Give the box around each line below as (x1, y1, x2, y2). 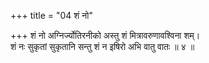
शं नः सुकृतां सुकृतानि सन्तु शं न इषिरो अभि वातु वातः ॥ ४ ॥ (10, 41, 195, 52)
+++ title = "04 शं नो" (10, 10, 93, 21)
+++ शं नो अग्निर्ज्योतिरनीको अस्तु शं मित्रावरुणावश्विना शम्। (10, 30, 201, 41)
